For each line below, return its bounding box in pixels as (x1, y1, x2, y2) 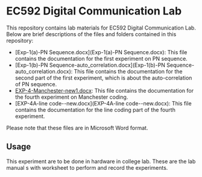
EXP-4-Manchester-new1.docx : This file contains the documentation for (14, 87, 194, 94)
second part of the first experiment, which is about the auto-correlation (14, 74, 192, 81)
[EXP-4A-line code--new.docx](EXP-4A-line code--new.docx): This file (14, 99, 192, 107)
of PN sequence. (14, 80, 57, 88)
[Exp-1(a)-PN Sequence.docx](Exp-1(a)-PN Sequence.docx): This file (14, 48, 188, 55)
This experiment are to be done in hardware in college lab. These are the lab (6, 158, 196, 165)
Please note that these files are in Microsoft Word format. (6, 124, 148, 131)
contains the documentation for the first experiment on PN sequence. (14, 55, 188, 62)
